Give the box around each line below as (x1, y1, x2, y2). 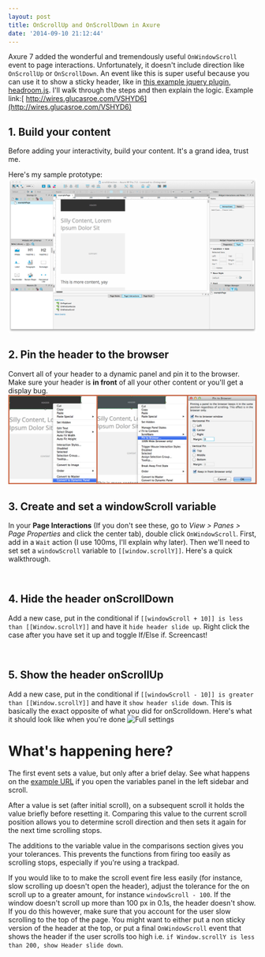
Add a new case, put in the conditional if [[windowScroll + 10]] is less (8, 613, 244, 623)
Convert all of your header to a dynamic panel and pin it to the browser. (8, 369, 241, 378)
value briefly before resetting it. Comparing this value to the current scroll (8, 809, 247, 818)
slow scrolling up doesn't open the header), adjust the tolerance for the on (8, 881, 250, 891)
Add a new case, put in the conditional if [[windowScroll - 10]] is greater (8, 689, 254, 699)
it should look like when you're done (8, 715, 126, 724)
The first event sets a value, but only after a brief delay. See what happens (8, 768, 250, 778)
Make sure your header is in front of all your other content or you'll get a (8, 377, 244, 387)
